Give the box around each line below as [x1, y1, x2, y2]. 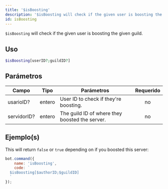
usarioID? [7, 98, 30, 105]
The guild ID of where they [59, 110, 122, 117]
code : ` [14, 165, 30, 170]
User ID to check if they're [59, 95, 121, 102]
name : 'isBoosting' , [14, 161, 57, 166]
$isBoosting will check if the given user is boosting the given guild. [5, 31, 143, 37]
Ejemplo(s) [5, 133, 40, 142]
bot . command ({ [5, 156, 35, 161]
